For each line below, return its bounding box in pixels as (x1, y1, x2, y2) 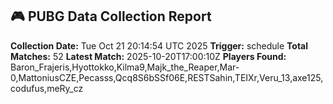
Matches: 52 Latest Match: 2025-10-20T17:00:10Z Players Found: (10, 50, 287, 62)
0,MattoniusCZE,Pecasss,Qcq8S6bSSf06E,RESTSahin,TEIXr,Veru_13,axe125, (10, 71, 324, 83)
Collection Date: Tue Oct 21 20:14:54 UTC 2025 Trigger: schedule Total (10, 39, 309, 52)
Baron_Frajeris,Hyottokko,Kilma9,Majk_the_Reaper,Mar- (10, 61, 240, 73)
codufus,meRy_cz (10, 82, 84, 94)
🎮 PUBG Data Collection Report (10, 8, 212, 25)
